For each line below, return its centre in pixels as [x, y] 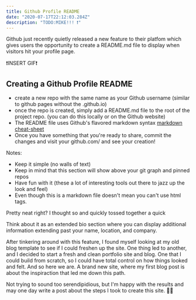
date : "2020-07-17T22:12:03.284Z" [48, 17]
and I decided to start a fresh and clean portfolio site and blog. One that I [94, 254]
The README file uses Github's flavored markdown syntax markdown [98, 123]
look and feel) [31, 189]
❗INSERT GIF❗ [22, 63]
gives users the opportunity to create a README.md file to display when [93, 45]
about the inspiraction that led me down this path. [66, 273]
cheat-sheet [29, 129]
